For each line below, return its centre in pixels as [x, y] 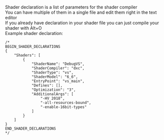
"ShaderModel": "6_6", [55, 77]
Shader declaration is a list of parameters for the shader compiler [71, 7]
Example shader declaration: [34, 33]
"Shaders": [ [27, 55]
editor [11, 17]
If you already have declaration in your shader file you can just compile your [82, 23]
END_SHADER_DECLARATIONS [31, 129]
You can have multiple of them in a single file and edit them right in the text [81, 12]
